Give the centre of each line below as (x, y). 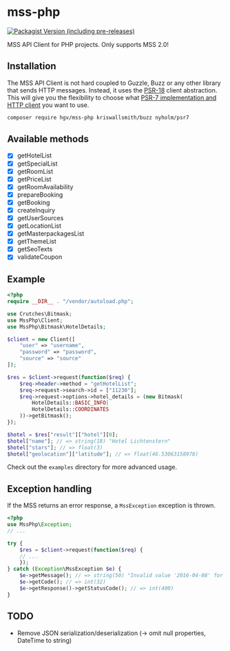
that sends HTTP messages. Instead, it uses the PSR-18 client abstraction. (112, 90)
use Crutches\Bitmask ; (40, 314)
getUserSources (40, 217)
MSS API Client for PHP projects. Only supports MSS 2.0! (88, 44)
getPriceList (34, 179)
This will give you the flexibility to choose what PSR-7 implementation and (112, 97)
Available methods (48, 139)
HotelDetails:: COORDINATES (71, 409)
